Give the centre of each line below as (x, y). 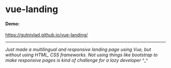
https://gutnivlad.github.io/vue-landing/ (47, 35)
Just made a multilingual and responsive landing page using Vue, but (78, 50)
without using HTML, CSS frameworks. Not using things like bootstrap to (81, 55)
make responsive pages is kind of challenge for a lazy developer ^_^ (77, 60)
